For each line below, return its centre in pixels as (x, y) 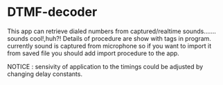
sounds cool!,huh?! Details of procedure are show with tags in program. (109, 38)
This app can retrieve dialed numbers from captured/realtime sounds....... (112, 31)
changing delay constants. (45, 74)
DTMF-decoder (52, 12)
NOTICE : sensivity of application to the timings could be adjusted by (105, 66)
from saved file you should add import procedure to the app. (93, 53)
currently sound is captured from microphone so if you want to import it (109, 46)
